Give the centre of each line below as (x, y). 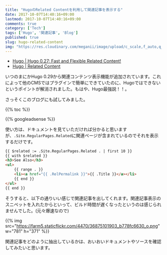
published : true (22, 38)
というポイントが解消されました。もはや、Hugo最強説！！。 (67, 89)
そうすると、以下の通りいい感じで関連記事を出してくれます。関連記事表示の (83, 198)
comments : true (21, 24)
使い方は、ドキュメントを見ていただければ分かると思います (66, 129)
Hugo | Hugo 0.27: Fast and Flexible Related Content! (67, 61)
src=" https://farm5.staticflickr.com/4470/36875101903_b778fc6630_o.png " (83, 226)
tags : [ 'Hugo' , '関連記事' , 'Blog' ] (42, 33)
